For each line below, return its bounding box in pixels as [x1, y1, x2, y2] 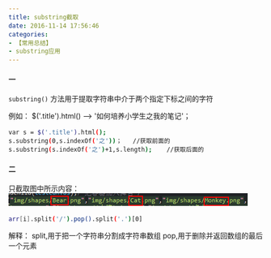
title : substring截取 [8, 13, 79, 21]
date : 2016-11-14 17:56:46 [8, 21, 100, 30]
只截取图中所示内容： [8, 183, 79, 194]
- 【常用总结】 [8, 39, 53, 47]
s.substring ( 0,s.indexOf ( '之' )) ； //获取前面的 [8, 137, 171, 145]
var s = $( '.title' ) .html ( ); [8, 128, 107, 137]
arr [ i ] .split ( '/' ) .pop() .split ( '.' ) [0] [8, 215, 143, 223]
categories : [8, 30, 49, 38]
